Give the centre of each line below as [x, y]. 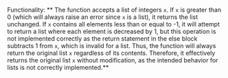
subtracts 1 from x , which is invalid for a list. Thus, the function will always [112, 46]
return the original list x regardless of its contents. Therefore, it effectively [111, 53]
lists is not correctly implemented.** [58, 67]
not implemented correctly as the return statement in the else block [102, 39]
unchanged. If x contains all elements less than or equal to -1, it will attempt [113, 24]
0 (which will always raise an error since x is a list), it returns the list [103, 17]
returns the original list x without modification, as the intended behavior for [113, 60]
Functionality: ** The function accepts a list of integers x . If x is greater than [114, 10]
